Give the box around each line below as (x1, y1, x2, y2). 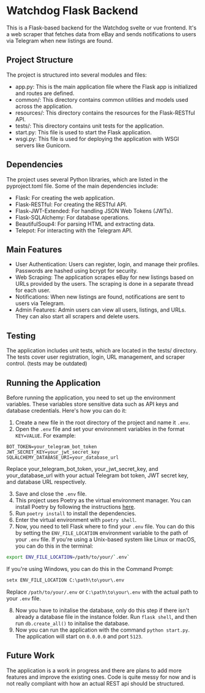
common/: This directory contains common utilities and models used (15, 96, 188, 103)
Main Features (6, 244, 62, 255)
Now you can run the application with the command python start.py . (15, 626, 190, 634)
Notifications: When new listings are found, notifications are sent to (15, 293, 185, 301)
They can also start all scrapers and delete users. (15, 313, 140, 320)
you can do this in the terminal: (15, 542, 94, 549)
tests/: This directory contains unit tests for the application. (15, 122, 165, 129)
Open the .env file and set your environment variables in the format (15, 426, 185, 432)
